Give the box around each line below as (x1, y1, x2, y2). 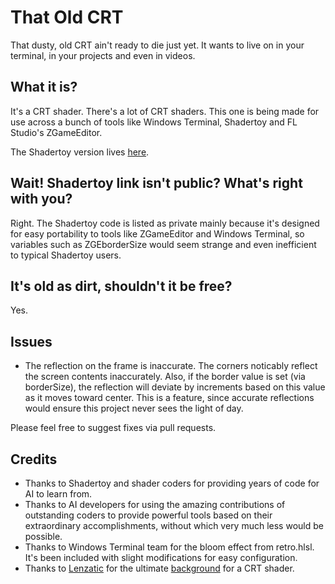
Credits (10, 451, 58, 468)
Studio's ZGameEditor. (10, 126, 103, 138)
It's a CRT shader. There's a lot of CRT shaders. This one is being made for (10, 105, 320, 117)
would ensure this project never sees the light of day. (24, 402, 244, 415)
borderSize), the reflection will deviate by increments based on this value (24, 381, 326, 393)
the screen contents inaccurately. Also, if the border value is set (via (24, 371, 306, 383)
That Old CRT (10, 6, 124, 29)
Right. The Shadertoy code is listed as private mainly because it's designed (10, 217, 320, 229)
